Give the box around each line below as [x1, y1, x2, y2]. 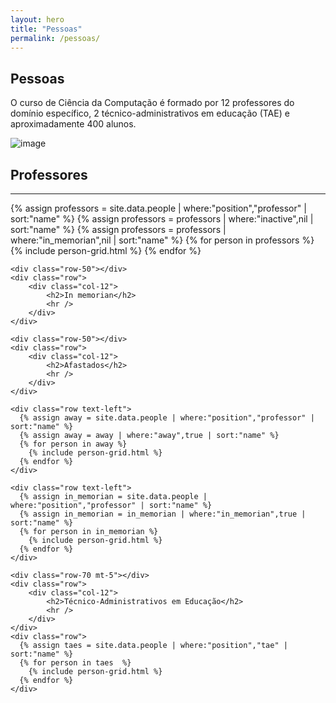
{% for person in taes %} [19, 658, 132, 668]
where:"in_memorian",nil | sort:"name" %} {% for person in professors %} [10, 234, 315, 246]
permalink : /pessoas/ [10, 33, 101, 43]
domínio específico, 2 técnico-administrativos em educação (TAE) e [10, 107, 290, 120]
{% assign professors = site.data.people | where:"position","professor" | [10, 202, 307, 214]
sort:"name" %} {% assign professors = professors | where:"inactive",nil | [10, 213, 314, 225]
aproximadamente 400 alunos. [10, 118, 137, 130]
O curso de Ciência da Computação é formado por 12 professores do [10, 97, 295, 109]
